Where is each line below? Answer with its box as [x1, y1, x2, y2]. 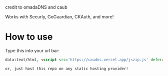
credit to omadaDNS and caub [5, 4, 67, 10]
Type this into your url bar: [5, 47, 60, 54]
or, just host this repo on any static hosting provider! [5, 66, 128, 71]
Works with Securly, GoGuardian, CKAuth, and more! [5, 14, 114, 19]
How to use [5, 31, 53, 43]
